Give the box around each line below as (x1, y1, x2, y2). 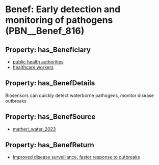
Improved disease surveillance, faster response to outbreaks (12, 154, 140, 160)
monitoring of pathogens (5, 14, 113, 26)
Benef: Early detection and (5, 4, 121, 15)
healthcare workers (12, 64, 54, 70)
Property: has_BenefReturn (5, 141, 94, 149)
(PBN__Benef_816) (5, 25, 85, 37)
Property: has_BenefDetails (5, 79, 95, 87)
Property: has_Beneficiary (5, 45, 91, 54)
